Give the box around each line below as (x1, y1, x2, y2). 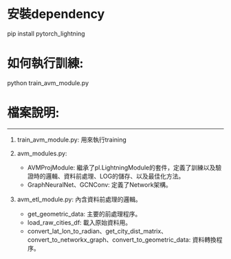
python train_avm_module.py (7, 78, 89, 87)
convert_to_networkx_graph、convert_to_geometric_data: (27, 235, 191, 244)
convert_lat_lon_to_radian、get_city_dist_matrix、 (27, 227, 167, 235)
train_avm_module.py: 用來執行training (16, 135, 127, 144)
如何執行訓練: (7, 56, 84, 71)
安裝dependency (7, 6, 105, 22)
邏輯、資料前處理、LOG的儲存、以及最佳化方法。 (45, 172, 185, 180)
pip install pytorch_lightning (7, 29, 85, 38)
